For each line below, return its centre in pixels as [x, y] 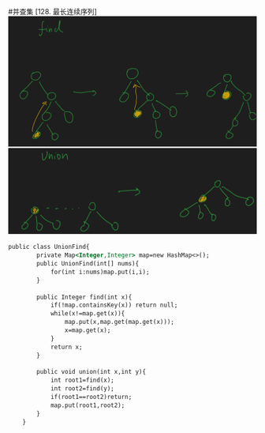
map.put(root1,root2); [88, 405]
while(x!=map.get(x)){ [88, 314]
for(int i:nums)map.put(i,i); [100, 272]
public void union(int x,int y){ [91, 372]
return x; [66, 347]
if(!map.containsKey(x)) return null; [114, 305]
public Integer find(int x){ [84, 297]
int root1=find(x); [82, 380]
